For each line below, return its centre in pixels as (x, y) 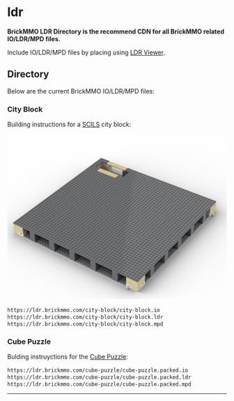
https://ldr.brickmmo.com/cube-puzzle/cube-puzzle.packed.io (98, 370)
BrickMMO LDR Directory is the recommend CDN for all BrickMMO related (116, 31)
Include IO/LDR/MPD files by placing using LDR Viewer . (86, 52)
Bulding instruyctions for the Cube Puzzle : (68, 357)
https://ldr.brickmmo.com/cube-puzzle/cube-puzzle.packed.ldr (99, 377)
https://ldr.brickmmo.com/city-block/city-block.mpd (85, 324)
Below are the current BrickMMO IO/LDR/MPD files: (81, 91)
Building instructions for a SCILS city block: (69, 124)
